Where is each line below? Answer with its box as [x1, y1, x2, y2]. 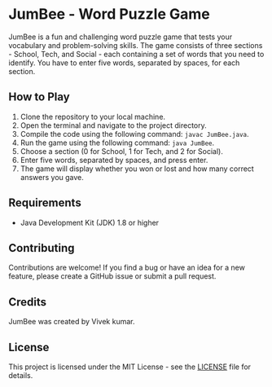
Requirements [8, 196, 81, 210]
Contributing [8, 241, 75, 255]
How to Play [8, 90, 71, 104]
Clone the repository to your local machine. [20, 112, 165, 121]
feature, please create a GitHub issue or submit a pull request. [8, 271, 217, 281]
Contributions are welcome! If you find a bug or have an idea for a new [8, 262, 246, 273]
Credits [8, 295, 47, 309]
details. [8, 371, 33, 380]
